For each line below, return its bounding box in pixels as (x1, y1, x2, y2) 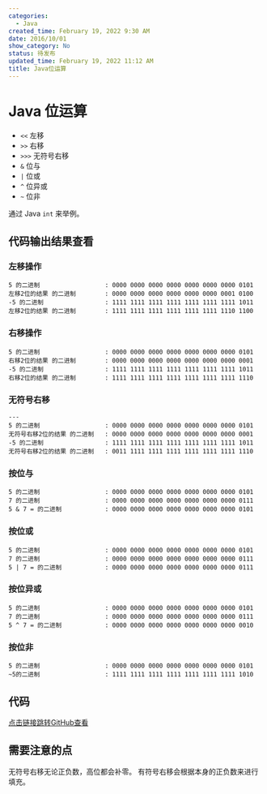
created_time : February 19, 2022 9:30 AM (8, 27, 150, 35)
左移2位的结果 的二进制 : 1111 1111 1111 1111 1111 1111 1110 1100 (8, 307, 254, 315)
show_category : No (8, 42, 70, 50)
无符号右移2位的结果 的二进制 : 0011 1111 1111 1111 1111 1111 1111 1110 (8, 447, 253, 455)
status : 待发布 (8, 49, 56, 58)
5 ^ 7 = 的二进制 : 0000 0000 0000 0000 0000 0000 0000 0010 (8, 621, 254, 629)
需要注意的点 (8, 744, 73, 758)
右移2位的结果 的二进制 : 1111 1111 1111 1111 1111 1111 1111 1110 (8, 374, 254, 382)
